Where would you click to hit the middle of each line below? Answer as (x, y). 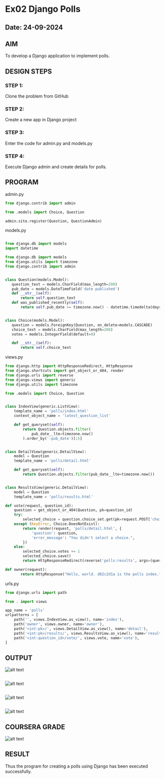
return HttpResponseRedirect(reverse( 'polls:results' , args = (87, 561)
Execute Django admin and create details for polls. (56, 167)
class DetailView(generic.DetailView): (46, 452)
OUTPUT (19, 658)
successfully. (18, 771)
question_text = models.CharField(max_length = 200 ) (65, 284)
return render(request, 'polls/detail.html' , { (72, 528)
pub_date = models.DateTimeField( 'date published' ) (66, 289)
